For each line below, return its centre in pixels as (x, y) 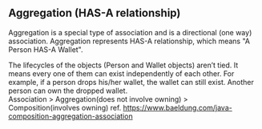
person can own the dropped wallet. (68, 91)
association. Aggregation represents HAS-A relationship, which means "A (129, 41)
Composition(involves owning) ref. (65, 107)
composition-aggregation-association (71, 116)
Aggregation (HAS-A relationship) (95, 13)
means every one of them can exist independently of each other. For (121, 73)
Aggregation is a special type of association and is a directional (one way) (130, 32)
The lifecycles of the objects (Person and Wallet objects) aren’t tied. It (123, 65)
